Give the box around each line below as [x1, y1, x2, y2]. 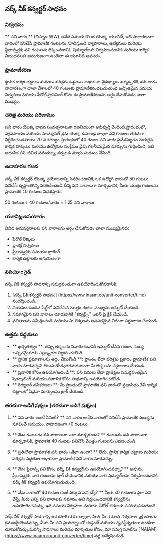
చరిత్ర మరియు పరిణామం [5, 111, 55, 118]
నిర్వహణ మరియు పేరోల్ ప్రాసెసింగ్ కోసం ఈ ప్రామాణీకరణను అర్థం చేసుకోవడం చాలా [5, 91, 146, 97]
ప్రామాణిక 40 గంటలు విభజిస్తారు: [5, 189, 62, 194]
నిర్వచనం [5, 21, 24, 28]
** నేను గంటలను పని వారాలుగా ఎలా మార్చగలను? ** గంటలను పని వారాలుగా [12, 432, 148, 437]
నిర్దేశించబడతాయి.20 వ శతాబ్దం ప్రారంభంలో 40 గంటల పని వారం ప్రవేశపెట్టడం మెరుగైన [5, 137, 153, 143]
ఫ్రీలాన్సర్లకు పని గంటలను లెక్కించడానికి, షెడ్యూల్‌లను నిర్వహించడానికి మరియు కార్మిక [5, 46, 149, 52]
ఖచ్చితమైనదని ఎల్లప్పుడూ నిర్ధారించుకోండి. [12, 350, 84, 356]
